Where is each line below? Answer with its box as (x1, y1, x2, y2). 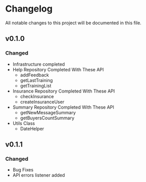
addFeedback (20, 72, 49, 78)
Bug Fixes (12, 167, 34, 173)
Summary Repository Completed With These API (12, 104, 115, 110)
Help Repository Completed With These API (12, 66, 104, 72)
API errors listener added (12, 172, 65, 178)
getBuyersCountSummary (20, 115, 75, 121)
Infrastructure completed (12, 61, 65, 67)
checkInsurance (20, 93, 54, 99)
